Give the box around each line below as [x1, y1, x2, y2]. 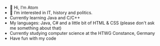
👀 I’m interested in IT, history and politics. [9, 10, 93, 15]
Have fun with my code [9, 35, 56, 41]
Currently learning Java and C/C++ [9, 15, 80, 20]
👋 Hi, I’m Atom [9, 5, 38, 10]
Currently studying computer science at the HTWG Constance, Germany [9, 31, 155, 36]
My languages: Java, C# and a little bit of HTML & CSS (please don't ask [9, 20, 155, 26]
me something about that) [9, 25, 62, 31]
